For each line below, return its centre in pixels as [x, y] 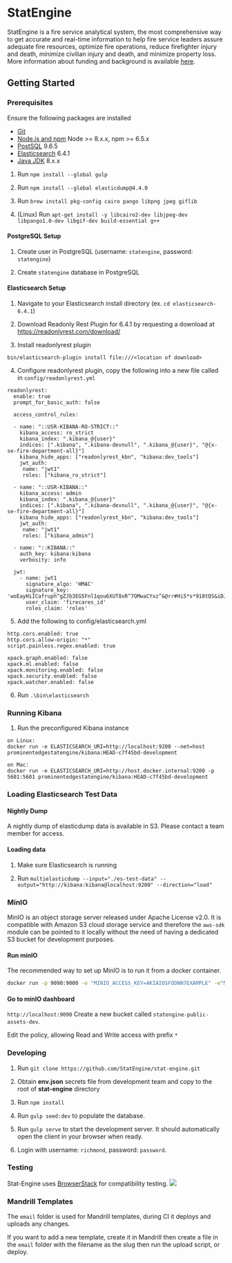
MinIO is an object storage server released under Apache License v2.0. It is [114, 917]
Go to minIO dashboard [41, 999]
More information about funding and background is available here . [101, 61]
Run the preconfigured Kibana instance [73, 728]
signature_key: [47, 590]
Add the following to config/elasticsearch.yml [82, 621]
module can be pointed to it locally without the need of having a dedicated [113, 932]
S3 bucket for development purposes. [61, 939]
